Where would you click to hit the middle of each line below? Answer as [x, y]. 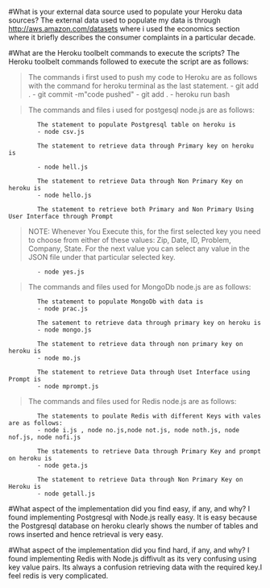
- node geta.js [63, 465]
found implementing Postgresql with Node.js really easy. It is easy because [133, 517]
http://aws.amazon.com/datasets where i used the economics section [124, 29]
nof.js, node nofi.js [45, 437]
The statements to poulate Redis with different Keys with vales [150, 416]
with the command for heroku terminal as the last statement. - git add [143, 85]
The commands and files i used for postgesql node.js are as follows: [141, 110]
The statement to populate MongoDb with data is [120, 302]
